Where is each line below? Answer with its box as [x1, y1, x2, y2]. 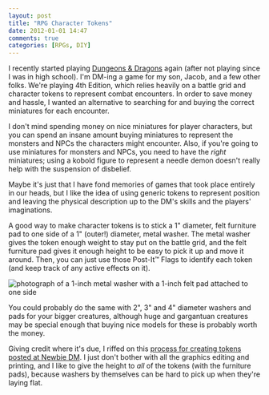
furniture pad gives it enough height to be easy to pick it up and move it [8, 246, 244, 256]
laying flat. [8, 378, 43, 388]
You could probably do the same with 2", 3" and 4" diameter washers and [8, 303, 251, 312]
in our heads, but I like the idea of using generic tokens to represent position [8, 188, 260, 198]
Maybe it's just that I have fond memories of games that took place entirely [8, 179, 255, 189]
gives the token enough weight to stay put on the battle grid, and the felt [8, 238, 247, 248]
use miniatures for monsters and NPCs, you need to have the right [8, 147, 227, 157]
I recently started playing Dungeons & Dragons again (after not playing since [8, 63, 260, 73]
